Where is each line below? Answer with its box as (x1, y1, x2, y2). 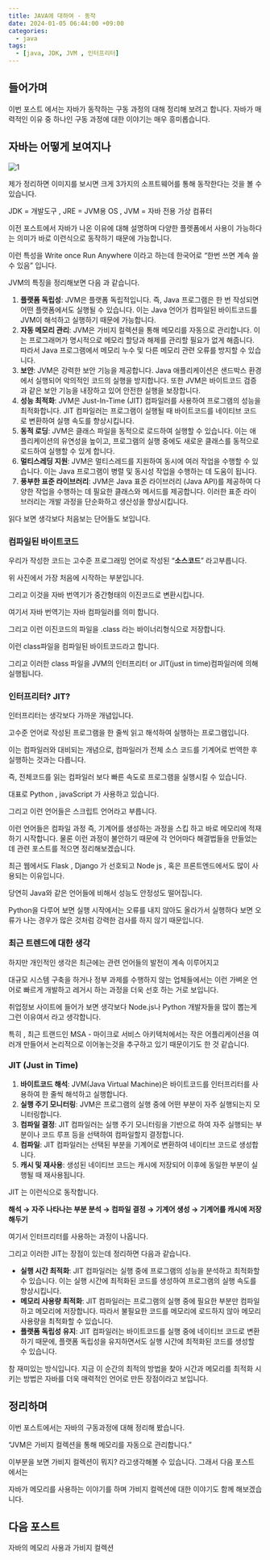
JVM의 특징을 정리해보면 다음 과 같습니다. (8, 278, 140, 287)
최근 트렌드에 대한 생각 (8, 938, 91, 949)
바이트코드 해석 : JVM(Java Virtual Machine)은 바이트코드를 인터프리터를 (19, 1079, 251, 1089)
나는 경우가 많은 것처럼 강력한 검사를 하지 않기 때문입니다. (23, 915, 204, 925)
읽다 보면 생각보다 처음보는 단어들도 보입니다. (8, 513, 151, 523)
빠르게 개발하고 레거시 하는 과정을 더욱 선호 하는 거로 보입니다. (23, 985, 219, 994)
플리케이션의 (19, 436, 60, 445)
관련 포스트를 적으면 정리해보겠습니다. (16, 844, 135, 854)
